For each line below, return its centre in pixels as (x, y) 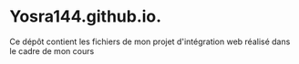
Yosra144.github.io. (86, 17)
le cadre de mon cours (52, 50)
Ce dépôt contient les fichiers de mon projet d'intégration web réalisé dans (150, 41)
